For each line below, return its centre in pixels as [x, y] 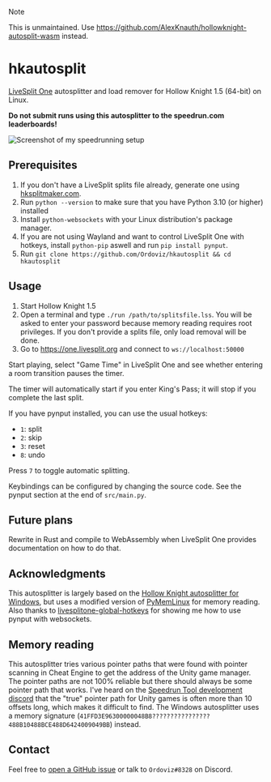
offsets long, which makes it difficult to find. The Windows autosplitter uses [134, 707]
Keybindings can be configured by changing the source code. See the [125, 486]
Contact [29, 750]
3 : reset [33, 446]
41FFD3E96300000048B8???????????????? [145, 716]
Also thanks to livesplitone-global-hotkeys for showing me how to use [125, 610]
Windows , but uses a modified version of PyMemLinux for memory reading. [134, 602]
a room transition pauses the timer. [66, 373]
